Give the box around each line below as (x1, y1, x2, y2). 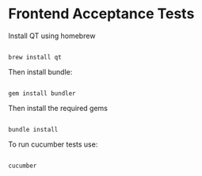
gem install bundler (8, 89, 77, 98)
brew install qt (8, 53, 62, 61)
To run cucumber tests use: (8, 140, 98, 149)
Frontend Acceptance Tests (8, 5, 195, 23)
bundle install (8, 125, 59, 133)
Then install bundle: (8, 67, 73, 76)
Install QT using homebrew (8, 31, 96, 40)
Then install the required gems (8, 103, 109, 113)
